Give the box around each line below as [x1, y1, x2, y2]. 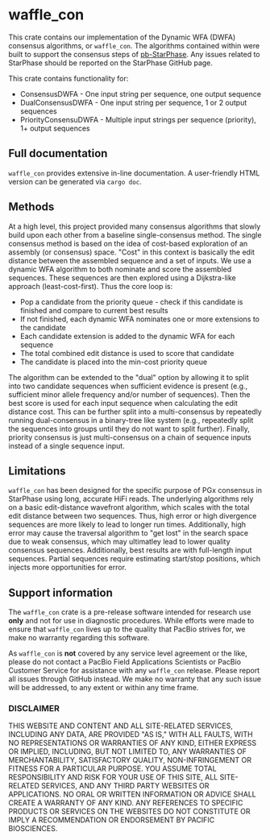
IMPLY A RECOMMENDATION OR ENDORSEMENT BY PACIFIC [8, 815, 215, 825]
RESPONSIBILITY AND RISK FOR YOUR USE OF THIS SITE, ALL [8, 772, 218, 782]
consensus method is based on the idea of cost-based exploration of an [8, 238, 248, 248]
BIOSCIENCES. [8, 824, 58, 834]
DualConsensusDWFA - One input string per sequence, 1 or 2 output [19, 97, 247, 107]
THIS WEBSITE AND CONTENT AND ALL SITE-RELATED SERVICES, [8, 721, 234, 730]
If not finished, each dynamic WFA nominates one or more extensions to [19, 314, 260, 324]
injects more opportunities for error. [8, 562, 127, 573]
